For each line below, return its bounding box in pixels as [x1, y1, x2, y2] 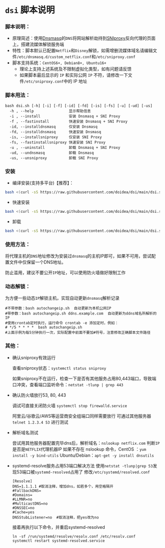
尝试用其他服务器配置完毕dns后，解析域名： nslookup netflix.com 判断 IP [12, 440, 160, 446]
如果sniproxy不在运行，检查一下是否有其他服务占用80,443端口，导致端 [12, 375, 156, 381]
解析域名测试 [12, 430, 38, 435]
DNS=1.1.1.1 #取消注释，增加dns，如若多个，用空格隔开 [12, 484, 114, 489]
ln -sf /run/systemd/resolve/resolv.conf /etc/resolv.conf [12, 534, 136, 539]
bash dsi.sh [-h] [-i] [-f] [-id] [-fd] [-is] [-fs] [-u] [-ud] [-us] [5, 103, 153, 108]
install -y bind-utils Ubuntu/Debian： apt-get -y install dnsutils [12, 452, 154, 458]
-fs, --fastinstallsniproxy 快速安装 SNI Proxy [9, 140, 106, 145]
